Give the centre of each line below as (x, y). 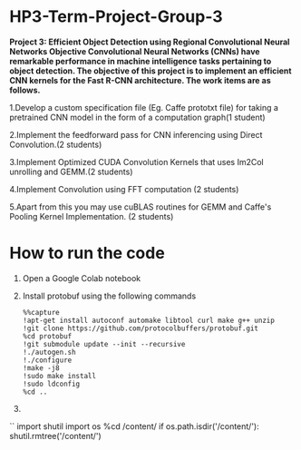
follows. (25, 90)
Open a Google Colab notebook (82, 278)
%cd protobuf (47, 336)
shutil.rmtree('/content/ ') (55, 435)
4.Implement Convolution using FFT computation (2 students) (124, 189)
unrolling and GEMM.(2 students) (71, 171)
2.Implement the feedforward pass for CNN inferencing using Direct (136, 134)
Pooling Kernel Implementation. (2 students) (92, 216)
